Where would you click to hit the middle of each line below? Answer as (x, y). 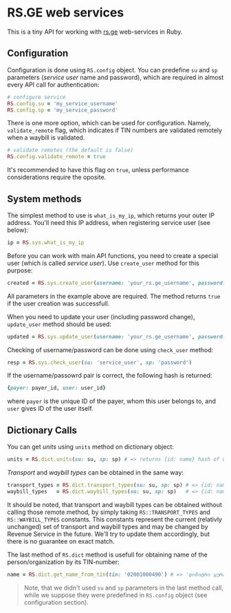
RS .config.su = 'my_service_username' (63, 104)
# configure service (37, 97)
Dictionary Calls (42, 430)
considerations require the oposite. (57, 178)
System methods (44, 198)
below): (18, 230)
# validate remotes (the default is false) (70, 150)
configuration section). (56, 602)
